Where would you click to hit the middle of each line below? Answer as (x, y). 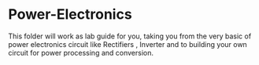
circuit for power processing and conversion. (81, 52)
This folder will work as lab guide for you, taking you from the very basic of (130, 36)
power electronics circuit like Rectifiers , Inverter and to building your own (128, 44)
